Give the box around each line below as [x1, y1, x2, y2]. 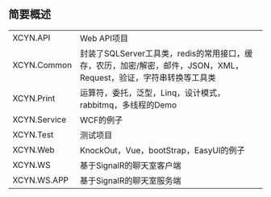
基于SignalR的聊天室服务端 [79, 174, 181, 186]
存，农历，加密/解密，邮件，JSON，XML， [79, 60, 244, 71]
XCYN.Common [12, 59, 73, 70]
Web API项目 [79, 32, 129, 44]
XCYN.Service [12, 114, 67, 125]
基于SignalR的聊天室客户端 [79, 160, 181, 171]
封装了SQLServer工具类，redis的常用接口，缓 [79, 48, 253, 59]
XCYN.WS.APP [12, 174, 69, 186]
